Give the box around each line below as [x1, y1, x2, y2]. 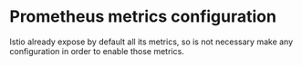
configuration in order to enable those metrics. [9, 45, 184, 56]
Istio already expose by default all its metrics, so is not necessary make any [9, 36, 294, 47]
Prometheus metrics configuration [9, 6, 276, 27]
